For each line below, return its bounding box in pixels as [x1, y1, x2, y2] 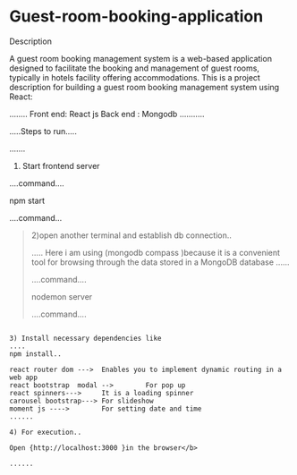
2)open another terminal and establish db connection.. [30, 230, 233, 241]
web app [9, 373, 38, 382]
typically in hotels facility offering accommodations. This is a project [9, 72, 261, 82]
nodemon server [30, 291, 93, 301]
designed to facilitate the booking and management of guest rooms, [9, 63, 259, 73]
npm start [9, 195, 46, 206]
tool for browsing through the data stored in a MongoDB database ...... [30, 257, 290, 267]
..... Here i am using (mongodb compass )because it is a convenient [30, 247, 280, 258]
